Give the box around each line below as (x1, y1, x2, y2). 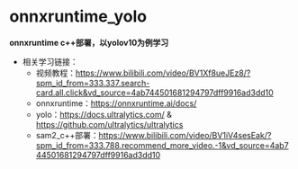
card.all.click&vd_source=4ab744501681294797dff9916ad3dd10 (35, 87, 275, 98)
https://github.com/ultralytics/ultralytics (35, 119, 184, 129)
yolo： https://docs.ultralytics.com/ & (35, 109, 173, 120)
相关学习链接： (22, 56, 78, 67)
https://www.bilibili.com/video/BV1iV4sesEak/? (98, 129, 272, 140)
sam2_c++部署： (35, 129, 99, 140)
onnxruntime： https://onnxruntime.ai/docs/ (35, 97, 197, 109)
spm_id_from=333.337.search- (35, 77, 150, 88)
